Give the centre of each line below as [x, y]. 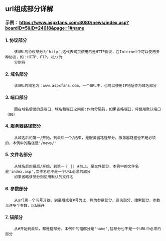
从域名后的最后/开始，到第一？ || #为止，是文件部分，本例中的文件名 [77, 166]
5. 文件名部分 [19, 155]
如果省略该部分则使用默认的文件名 [44, 177]
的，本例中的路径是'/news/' [31, 143]
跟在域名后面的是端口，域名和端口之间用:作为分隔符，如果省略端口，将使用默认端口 [87, 109]
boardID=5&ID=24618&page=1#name [45, 28]
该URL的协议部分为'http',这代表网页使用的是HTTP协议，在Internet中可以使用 [85, 52]
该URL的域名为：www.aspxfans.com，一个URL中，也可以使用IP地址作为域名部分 [85, 86]
